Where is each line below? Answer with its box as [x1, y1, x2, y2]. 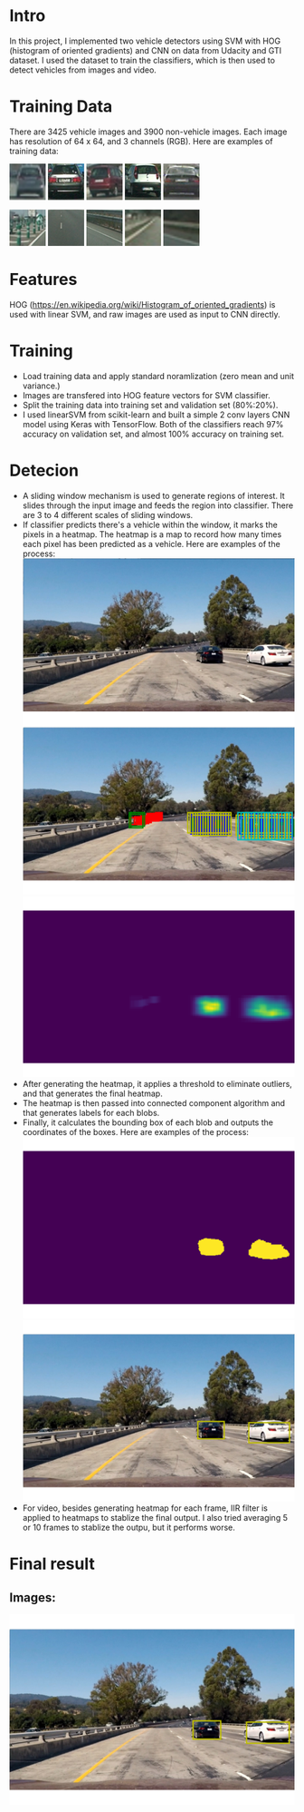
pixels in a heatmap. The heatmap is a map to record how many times [22, 528, 282, 540]
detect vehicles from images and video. [9, 64, 157, 75]
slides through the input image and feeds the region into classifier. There [22, 500, 294, 511]
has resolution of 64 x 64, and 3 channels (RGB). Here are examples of [9, 135, 273, 146]
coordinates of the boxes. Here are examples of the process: [22, 1127, 249, 1138]
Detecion [9, 460, 80, 481]
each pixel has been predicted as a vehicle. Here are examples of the [22, 538, 280, 549]
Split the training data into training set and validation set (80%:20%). [22, 399, 279, 410]
